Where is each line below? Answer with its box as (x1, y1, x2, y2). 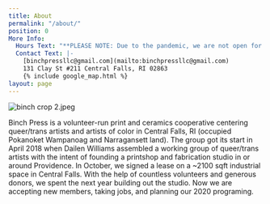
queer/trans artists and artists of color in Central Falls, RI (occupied (8, 126, 232, 136)
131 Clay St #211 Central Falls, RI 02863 (23, 65, 168, 73)
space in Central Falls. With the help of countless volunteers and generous (8, 169, 257, 179)
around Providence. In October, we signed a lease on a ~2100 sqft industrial (8, 160, 261, 170)
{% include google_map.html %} (23, 72, 129, 80)
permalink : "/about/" (8, 19, 82, 28)
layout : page (8, 79, 53, 87)
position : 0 (8, 27, 49, 35)
